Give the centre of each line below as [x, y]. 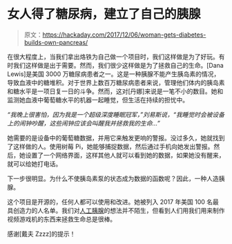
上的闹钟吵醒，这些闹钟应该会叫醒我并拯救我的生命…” [84, 123]
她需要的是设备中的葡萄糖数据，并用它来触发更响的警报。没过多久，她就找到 [116, 138]
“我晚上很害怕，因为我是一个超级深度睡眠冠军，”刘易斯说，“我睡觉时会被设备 [116, 114]
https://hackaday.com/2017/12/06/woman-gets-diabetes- [124, 35]
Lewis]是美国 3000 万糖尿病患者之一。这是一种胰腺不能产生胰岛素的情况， [114, 74]
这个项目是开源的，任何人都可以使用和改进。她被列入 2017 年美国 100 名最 [113, 202]
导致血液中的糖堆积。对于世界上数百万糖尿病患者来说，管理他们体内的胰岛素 [116, 82]
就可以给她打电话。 [35, 164]
